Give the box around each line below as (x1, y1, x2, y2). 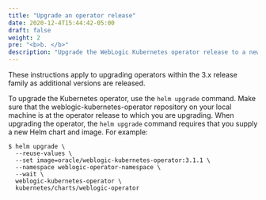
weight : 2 (8, 33, 41, 42)
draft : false (8, 26, 51, 34)
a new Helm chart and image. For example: (8, 127, 148, 137)
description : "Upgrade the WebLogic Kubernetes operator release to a (8, 48, 246, 56)
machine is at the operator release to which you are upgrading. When (8, 111, 234, 119)
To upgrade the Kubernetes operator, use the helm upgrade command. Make (8, 94, 256, 103)
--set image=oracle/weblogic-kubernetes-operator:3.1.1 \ (15, 157, 211, 164)
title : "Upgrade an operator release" (8, 11, 136, 20)
